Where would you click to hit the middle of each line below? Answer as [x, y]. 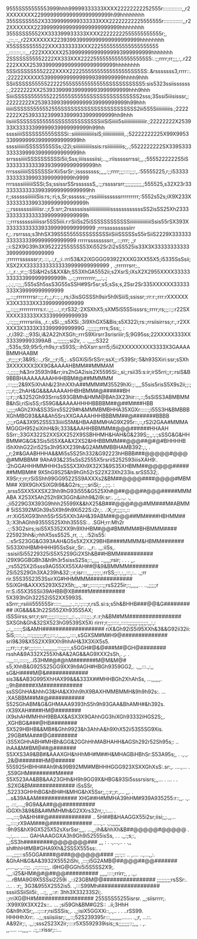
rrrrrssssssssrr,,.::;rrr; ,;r [107, 240]
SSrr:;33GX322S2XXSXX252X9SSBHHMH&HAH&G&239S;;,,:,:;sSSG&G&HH [98, 435]
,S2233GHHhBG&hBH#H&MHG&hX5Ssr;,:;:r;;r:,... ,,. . [70, 792]
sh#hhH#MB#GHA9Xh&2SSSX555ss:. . [54, 848]
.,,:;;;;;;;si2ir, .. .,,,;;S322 [81, 341]
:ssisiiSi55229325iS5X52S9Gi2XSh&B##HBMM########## [80, 554]
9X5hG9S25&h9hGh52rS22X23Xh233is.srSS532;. [99, 472]
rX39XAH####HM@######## [44, 710]
